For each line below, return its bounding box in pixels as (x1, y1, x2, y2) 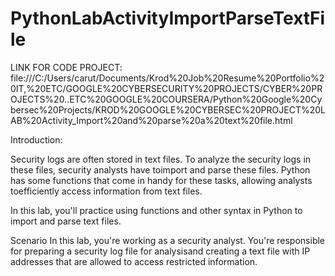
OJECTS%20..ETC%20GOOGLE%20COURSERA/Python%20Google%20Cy (10, 93, 323, 105)
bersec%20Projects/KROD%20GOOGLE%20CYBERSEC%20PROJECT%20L (10, 103, 326, 116)
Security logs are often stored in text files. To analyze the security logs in (10, 153, 312, 165)
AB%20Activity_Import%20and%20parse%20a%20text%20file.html (10, 114, 293, 126)
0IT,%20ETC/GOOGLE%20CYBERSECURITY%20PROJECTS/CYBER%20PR (10, 82, 323, 94)
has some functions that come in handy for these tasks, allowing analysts (10, 174, 313, 186)
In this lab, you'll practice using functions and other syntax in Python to (10, 204, 303, 216)
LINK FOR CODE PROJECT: (10, 61, 123, 73)
